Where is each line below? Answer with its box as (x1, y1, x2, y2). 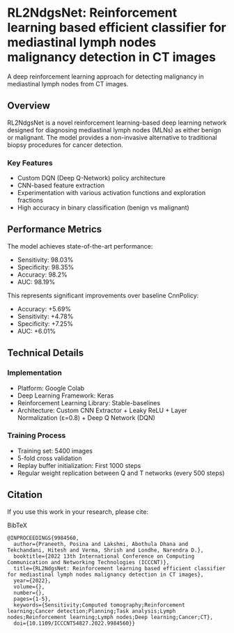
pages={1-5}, (13, 595, 52, 602)
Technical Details (7, 347, 84, 359)
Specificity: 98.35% (17, 263, 75, 271)
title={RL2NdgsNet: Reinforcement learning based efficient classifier (13, 565, 226, 572)
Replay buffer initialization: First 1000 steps (17, 461, 141, 469)
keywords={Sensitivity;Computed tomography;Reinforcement (13, 601, 186, 609)
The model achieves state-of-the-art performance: (7, 242, 153, 250)
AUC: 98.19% (17, 277, 56, 286)
